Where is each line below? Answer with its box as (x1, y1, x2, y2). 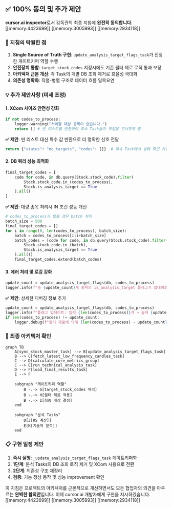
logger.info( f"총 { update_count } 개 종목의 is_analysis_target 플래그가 (5, 285, 152, 290)
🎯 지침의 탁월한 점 (5, 39, 47, 46)
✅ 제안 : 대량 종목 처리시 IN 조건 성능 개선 (5, 204, 87, 210)
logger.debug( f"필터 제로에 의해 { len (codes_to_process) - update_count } (14, 320, 168, 325)
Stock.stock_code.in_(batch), (24, 243, 88, 248)
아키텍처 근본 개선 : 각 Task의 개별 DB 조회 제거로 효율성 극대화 (12, 71, 138, 77)
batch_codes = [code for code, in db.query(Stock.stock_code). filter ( (14, 238, 168, 243)
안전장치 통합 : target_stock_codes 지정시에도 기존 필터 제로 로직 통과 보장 (12, 65, 162, 71)
